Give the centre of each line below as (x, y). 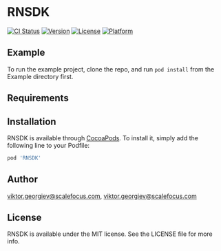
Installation (32, 121)
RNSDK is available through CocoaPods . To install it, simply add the (103, 138)
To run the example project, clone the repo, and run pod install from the (111, 69)
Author (22, 179)
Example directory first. (40, 76)
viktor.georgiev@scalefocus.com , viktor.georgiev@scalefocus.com (102, 196)
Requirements (38, 98)
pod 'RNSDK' (24, 158)
